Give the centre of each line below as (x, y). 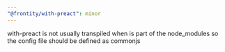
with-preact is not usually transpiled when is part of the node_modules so (113, 33)
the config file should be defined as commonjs (74, 41)
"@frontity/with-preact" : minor (54, 14)
